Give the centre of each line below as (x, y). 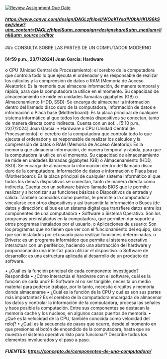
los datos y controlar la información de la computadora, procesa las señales (83, 303)
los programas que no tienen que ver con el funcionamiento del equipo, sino (83, 229)
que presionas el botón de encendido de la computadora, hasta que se (78, 329)
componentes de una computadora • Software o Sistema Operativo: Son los (83, 213)
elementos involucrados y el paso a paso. (48, 340)
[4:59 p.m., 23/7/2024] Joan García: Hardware (54, 59)
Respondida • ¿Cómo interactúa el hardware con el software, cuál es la (78, 276)
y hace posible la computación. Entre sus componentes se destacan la (78, 308)
